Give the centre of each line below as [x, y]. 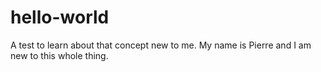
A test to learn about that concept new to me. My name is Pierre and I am [161, 45]
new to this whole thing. [59, 55]
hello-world [60, 17]
